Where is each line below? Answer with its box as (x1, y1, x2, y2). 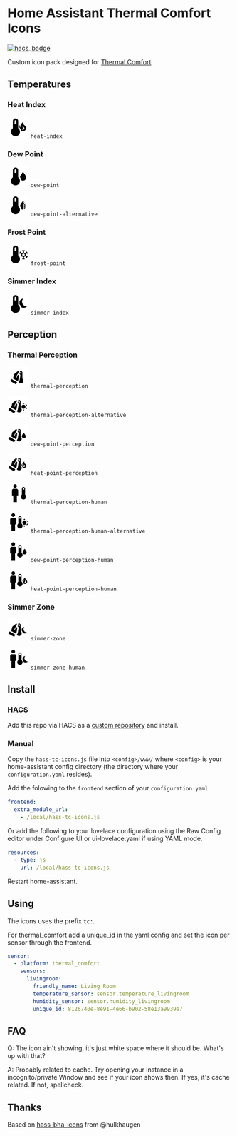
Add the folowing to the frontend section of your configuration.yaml (7, 784, 209, 793)
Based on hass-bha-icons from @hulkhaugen (7, 1120, 141, 1129)
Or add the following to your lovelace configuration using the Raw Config (7, 827, 221, 835)
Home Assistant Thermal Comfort (7, 5, 211, 21)
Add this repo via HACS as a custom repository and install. (7, 721, 179, 730)
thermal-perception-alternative (30, 412, 127, 419)
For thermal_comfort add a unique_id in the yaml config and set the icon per (7, 930, 230, 939)
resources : (7, 849, 40, 856)
